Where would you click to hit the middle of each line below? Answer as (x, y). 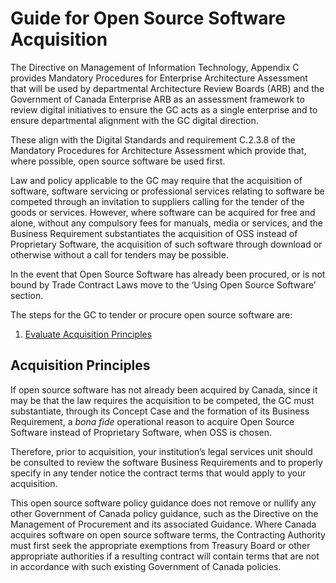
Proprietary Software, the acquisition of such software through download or (166, 244)
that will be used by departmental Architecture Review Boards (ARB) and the (167, 88)
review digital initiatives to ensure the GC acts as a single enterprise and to (164, 109)
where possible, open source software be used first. (118, 161)
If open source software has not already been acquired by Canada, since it (164, 389)
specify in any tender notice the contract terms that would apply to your (158, 473)
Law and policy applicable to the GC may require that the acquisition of (156, 180)
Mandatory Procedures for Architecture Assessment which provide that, (158, 150)
